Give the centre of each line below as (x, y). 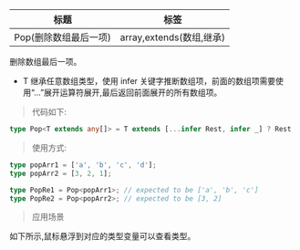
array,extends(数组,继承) (173, 37)
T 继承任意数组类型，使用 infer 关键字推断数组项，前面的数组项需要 (149, 81)
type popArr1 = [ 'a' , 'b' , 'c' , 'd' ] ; (83, 165)
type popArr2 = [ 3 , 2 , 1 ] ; (61, 173)
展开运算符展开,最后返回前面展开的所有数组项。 (133, 92)
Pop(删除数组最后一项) (63, 37)
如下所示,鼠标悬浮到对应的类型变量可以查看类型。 (103, 236)
